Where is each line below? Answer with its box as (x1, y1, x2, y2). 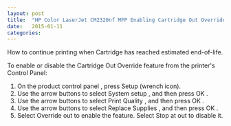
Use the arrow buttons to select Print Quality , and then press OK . (16, 97, 205, 105)
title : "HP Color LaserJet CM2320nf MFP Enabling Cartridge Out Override (7, 17, 226, 23)
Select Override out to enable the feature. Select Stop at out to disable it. (16, 112, 223, 120)
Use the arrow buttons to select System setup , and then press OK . (16, 90, 208, 98)
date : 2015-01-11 (7, 23, 63, 30)
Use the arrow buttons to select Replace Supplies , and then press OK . (16, 104, 219, 112)
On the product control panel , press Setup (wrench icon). (16, 82, 181, 90)
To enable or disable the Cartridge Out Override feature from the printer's (7, 61, 215, 70)
